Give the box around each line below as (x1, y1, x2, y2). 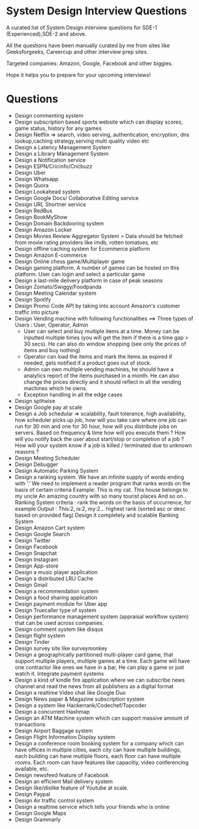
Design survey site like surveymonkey (14, 645, 108, 652)
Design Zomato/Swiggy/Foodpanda (14, 283, 102, 290)
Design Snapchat (14, 549, 58, 556)
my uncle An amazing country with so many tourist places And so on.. (14, 492, 186, 500)
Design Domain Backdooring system (14, 220, 104, 227)
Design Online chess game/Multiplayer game (14, 258, 125, 265)
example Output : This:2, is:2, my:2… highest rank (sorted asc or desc (14, 505, 186, 512)
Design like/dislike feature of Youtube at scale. (14, 784, 129, 791)
